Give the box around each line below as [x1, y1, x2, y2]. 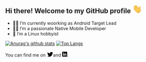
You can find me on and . [5, 52, 69, 58]
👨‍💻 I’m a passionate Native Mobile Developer [12, 25, 107, 31]
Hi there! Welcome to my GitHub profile [5, 7, 131, 15]
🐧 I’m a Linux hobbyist [12, 30, 59, 36]
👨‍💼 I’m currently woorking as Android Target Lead [12, 20, 117, 26]
